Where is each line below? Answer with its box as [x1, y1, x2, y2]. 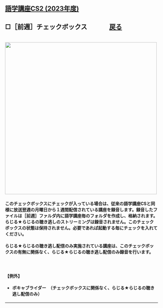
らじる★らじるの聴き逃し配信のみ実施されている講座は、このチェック [5, 243, 146, 249]
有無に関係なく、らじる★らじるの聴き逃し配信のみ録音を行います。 [17, 249, 154, 255]
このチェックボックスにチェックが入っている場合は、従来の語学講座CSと [5, 200, 151, 206]
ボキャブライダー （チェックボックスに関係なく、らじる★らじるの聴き [12, 285, 155, 291]
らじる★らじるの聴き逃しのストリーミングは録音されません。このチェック [5, 218, 154, 225]
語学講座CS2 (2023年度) [5, 4, 79, 13]
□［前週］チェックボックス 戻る [5, 22, 122, 31]
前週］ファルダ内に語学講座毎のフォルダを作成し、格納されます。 [26, 213, 158, 218]
